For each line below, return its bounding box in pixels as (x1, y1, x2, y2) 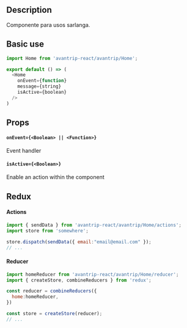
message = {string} (17, 83, 62, 90)
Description (6, 5, 52, 15)
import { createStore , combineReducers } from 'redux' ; (6, 277, 152, 283)
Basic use (6, 39, 45, 50)
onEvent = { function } (17, 78, 67, 84)
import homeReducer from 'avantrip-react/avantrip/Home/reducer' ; (6, 271, 179, 278)
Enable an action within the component (6, 174, 105, 181)
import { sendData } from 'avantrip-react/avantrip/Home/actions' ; (6, 222, 182, 229)
